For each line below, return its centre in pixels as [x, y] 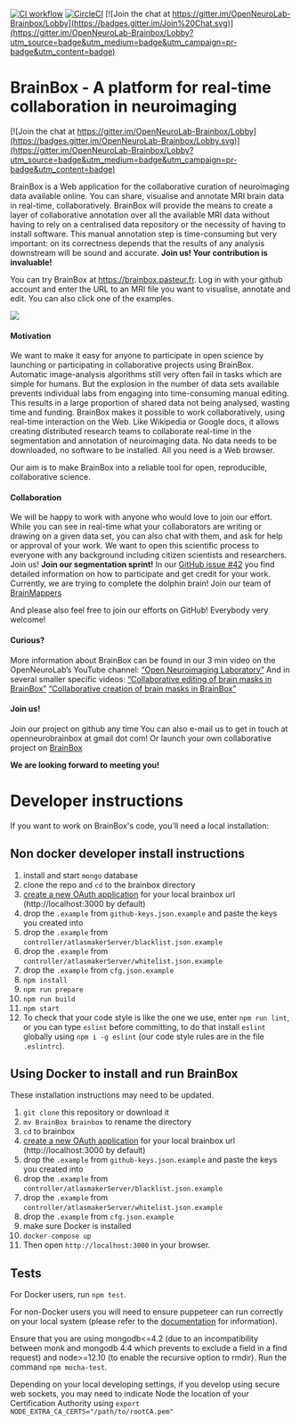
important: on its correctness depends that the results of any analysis [138, 243]
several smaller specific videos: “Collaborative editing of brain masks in [141, 679]
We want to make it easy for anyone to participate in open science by [137, 356]
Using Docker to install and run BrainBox [124, 1073]
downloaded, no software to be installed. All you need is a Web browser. [142, 450]
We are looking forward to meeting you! [85, 765]
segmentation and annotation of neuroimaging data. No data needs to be [144, 441]
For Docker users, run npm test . [69, 1295]
